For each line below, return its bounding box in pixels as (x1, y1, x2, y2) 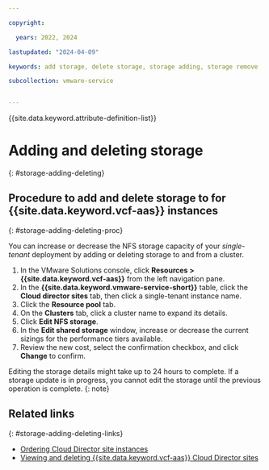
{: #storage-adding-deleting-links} (8, 428, 124, 438)
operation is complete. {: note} (8, 384, 110, 393)
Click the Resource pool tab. (19, 299, 116, 309)
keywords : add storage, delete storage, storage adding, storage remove (8, 62, 258, 71)
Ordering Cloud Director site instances (19, 444, 149, 454)
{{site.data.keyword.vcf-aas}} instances (8, 204, 219, 218)
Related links (8, 407, 75, 421)
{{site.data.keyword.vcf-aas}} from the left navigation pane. (19, 273, 225, 283)
